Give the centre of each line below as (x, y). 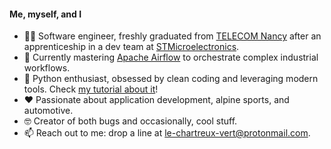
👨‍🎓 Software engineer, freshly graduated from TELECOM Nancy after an (172, 36)
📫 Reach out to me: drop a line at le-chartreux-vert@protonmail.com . (167, 133)
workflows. (47, 68)
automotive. (48, 111)
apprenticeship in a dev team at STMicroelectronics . (131, 47)
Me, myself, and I (45, 14)
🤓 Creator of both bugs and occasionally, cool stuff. (130, 121)
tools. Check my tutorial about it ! (91, 89)
